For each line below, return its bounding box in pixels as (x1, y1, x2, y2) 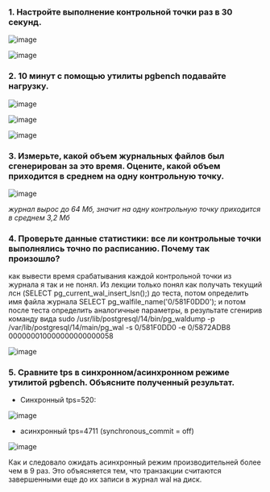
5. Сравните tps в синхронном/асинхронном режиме (8, 367, 230, 378)
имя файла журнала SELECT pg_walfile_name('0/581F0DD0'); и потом (8, 297, 246, 307)
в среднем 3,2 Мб (8, 213, 70, 222)
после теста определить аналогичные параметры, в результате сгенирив (8, 305, 263, 316)
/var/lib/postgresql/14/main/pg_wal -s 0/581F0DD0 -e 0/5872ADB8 (8, 323, 231, 333)
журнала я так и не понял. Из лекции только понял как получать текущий (8, 280, 263, 290)
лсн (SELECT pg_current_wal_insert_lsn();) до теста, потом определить (8, 288, 249, 298)
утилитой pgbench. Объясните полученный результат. (8, 377, 235, 388)
